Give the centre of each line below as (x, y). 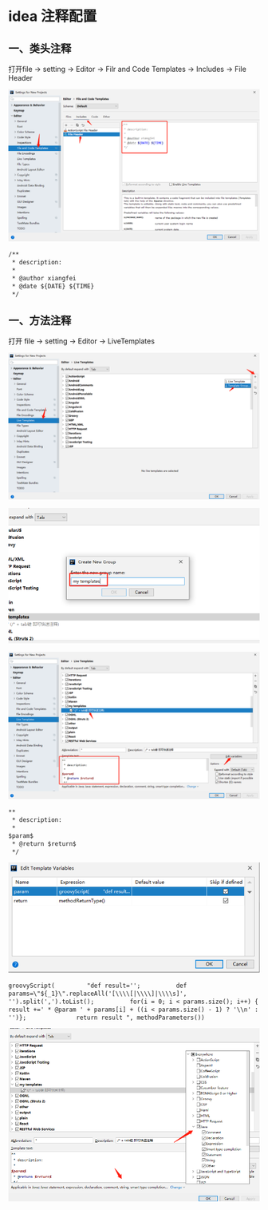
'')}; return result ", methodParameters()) (106, 1018)
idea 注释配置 (53, 16)
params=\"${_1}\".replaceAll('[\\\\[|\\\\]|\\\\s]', (98, 994)
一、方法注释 (40, 321)
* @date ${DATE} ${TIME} (53, 286)
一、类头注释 (40, 48)
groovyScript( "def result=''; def (98, 986)
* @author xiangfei (44, 278)
